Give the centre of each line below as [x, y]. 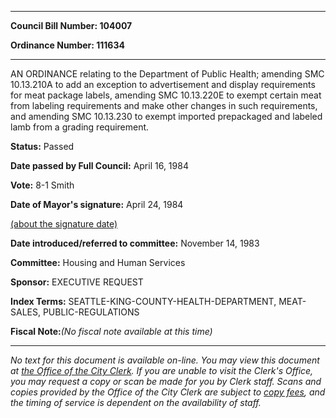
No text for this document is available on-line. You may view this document [165, 360]
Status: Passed [42, 146]
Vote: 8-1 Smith [42, 185]
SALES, [25, 312]
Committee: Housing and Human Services [98, 262]
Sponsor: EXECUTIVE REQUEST [77, 282]
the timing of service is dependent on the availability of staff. [136, 402]
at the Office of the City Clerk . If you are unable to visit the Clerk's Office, [162, 370]
